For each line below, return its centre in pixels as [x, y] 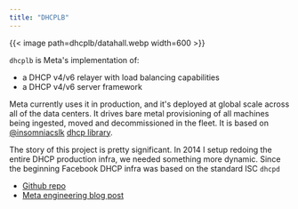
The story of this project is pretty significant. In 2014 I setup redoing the [141, 149]
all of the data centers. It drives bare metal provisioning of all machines [139, 113]
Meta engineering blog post [73, 195]
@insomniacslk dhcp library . [61, 132]
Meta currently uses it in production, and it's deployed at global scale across [149, 104]
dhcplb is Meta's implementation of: [74, 60]
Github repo [44, 185]
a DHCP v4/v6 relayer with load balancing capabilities [121, 77]
